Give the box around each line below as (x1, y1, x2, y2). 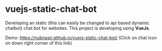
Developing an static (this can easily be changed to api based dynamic (5, 20, 150, 26)
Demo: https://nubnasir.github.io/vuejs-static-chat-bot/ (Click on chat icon (5, 35, 157, 41)
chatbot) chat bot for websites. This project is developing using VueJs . (5, 25, 150, 31)
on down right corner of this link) (5, 40, 72, 46)
